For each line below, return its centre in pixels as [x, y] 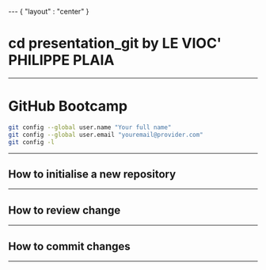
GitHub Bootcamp [68, 106]
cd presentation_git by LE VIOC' [115, 44]
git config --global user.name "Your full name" [90, 127]
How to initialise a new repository [92, 174]
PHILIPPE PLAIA [61, 61]
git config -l [32, 142]
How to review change [65, 210]
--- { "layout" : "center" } [49, 11]
